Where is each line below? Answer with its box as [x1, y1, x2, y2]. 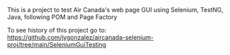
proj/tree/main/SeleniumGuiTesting [7, 41, 107, 48]
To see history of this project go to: [7, 26, 107, 34]
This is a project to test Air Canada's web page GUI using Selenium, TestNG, [7, 6, 224, 14]
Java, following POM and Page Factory [7, 13, 118, 21]
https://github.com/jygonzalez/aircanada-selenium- [7, 33, 154, 41]
